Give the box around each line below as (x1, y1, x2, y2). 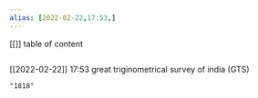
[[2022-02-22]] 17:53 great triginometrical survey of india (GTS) (9, 64, 250, 74)
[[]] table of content (9, 38, 84, 49)
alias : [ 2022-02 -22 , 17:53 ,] (9, 13, 117, 23)
